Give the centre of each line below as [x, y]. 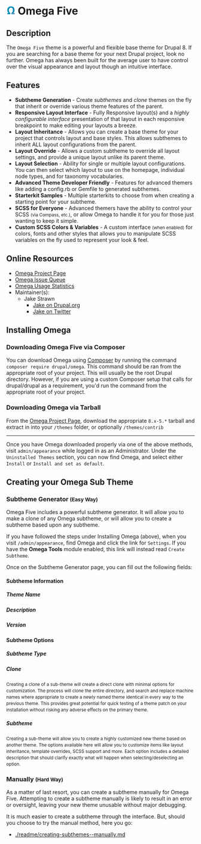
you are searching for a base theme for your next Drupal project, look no [95, 54]
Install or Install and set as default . [55, 463]
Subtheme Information [35, 581]
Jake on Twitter [52, 311]
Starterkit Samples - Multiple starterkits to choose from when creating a [104, 195]
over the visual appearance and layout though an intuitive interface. [89, 66]
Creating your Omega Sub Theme [70, 482]
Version [16, 625]
